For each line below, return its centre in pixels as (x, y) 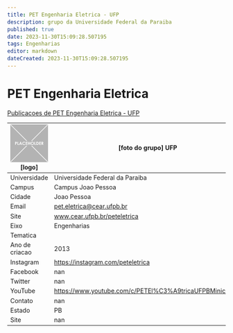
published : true (31, 29)
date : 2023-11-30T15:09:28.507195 (57, 37)
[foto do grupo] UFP (148, 148)
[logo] (29, 167)
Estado (20, 310)
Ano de (20, 245)
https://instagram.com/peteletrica (102, 262)
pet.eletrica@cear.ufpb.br (91, 206)
